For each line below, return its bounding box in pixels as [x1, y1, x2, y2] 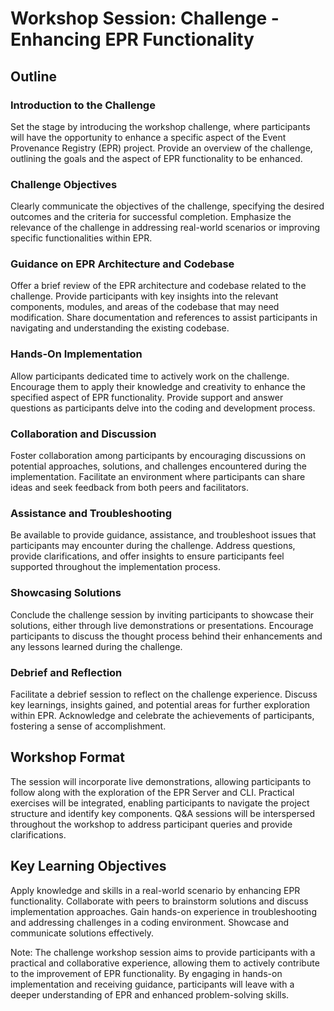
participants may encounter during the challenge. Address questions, [10, 540, 296, 552]
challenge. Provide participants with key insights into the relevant [10, 290, 279, 302]
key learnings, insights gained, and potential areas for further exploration [10, 698, 311, 711]
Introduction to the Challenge [10, 98, 156, 112]
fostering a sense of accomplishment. [10, 720, 167, 732]
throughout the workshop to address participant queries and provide [10, 818, 293, 830]
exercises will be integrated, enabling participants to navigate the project [10, 797, 310, 809]
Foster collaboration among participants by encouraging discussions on [10, 450, 306, 462]
